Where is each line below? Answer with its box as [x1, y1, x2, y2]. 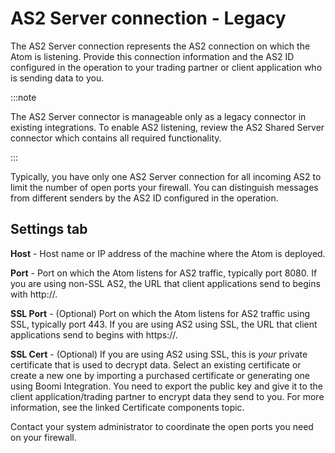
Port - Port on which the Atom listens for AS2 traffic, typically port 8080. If [10, 267, 318, 279]
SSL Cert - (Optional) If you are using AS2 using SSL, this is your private [10, 348, 308, 360]
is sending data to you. [10, 72, 105, 84]
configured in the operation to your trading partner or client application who [10, 61, 323, 73]
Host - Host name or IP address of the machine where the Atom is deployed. [10, 247, 326, 259]
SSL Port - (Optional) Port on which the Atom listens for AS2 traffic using [10, 307, 311, 319]
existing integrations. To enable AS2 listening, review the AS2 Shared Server [10, 121, 325, 133]
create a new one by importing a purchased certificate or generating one [10, 369, 310, 381]
